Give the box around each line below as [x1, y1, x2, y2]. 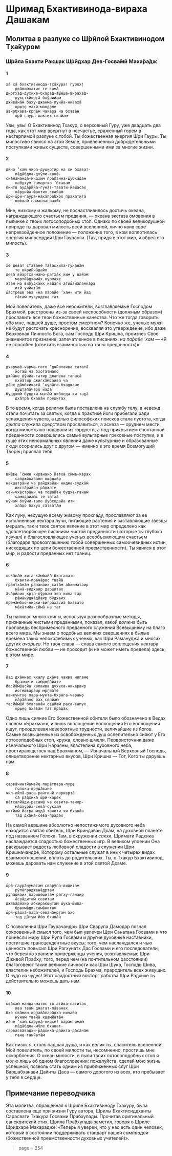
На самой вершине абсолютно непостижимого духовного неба [6, 822, 145, 828]
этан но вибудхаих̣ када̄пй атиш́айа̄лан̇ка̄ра [6, 281, 96, 286]
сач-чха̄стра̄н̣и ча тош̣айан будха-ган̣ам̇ [6, 490, 89, 495]
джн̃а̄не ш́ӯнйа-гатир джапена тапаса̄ [6, 373, 82, 379]
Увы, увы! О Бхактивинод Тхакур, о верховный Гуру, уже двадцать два [6, 122, 161, 128]
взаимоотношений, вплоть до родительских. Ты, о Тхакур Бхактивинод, [6, 855, 164, 861]
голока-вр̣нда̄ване [15, 786, 52, 791]
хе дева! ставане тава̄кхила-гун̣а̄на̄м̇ [6, 263, 84, 268]
